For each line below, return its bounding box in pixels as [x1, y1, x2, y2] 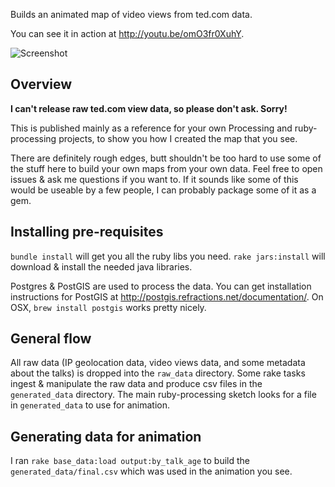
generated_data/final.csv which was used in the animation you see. [10, 465, 293, 478]
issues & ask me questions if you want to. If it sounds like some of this [10, 173, 299, 185]
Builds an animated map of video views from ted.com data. [10, 9, 253, 20]
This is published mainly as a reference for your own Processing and [10, 122, 293, 134]
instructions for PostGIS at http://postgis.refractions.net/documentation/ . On [10, 290, 324, 303]
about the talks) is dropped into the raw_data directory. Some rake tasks [10, 367, 306, 379]
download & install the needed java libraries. [10, 260, 193, 273]
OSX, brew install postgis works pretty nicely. [10, 301, 207, 313]
